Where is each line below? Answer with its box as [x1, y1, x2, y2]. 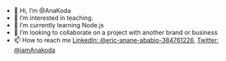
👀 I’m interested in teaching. [13, 14, 93, 22]
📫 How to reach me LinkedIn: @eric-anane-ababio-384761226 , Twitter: [13, 36, 219, 44]
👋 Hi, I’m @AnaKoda [13, 7, 71, 14]
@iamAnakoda [13, 46, 55, 54]
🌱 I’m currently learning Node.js [13, 21, 104, 29]
